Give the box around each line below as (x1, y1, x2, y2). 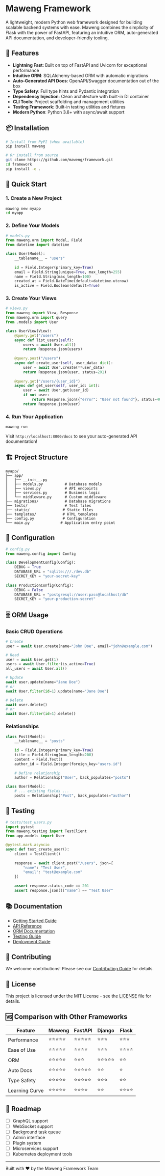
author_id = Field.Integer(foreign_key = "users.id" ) (14, 762, 122, 766)
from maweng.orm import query (5, 315, 68, 320)
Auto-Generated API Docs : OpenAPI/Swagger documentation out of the (12, 78, 159, 83)
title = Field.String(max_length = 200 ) (14, 752, 94, 757)
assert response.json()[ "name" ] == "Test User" (14, 888, 113, 893)
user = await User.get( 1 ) (5, 657, 58, 662)
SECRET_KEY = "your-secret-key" (14, 574, 80, 579)
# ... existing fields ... (14, 789, 70, 793)
